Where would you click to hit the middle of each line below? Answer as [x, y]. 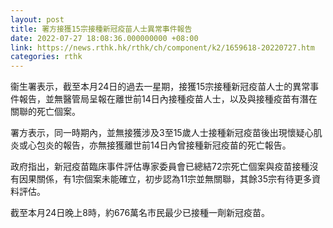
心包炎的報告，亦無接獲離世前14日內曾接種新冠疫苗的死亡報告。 [159, 145]
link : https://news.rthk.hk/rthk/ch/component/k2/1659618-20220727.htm [162, 47]
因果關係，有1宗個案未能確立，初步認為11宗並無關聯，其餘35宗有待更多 [165, 179]
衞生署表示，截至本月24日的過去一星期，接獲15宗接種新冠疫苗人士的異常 [160, 87]
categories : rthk [46, 57]
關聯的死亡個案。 [45, 112]
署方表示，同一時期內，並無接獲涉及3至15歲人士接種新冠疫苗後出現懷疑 [157, 133]
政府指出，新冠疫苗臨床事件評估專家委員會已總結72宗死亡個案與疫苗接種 [160, 167]
